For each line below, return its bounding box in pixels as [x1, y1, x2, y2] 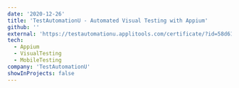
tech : [7, 37, 23, 44]
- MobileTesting [14, 57, 62, 64]
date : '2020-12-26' [7, 10, 65, 18]
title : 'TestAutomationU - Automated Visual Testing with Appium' [7, 17, 208, 24]
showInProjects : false [7, 70, 75, 77]
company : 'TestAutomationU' [7, 63, 91, 70]
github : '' [7, 23, 40, 31]
